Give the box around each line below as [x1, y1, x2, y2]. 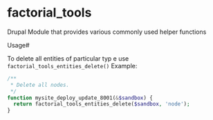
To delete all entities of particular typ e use [7, 54, 129, 63]
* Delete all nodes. [10, 81, 70, 88]
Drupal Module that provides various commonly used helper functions [7, 28, 207, 36]
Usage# [7, 41, 30, 49]
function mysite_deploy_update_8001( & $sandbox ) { [7, 94, 154, 101]
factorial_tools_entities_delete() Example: [7, 61, 138, 70]
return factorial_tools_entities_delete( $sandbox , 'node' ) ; [13, 101, 190, 108]
